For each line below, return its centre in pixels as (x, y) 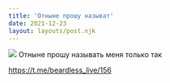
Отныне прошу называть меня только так (90, 55)
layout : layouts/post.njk (52, 31)
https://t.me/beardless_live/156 (60, 70)
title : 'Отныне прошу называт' (61, 16)
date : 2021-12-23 (38, 23)
